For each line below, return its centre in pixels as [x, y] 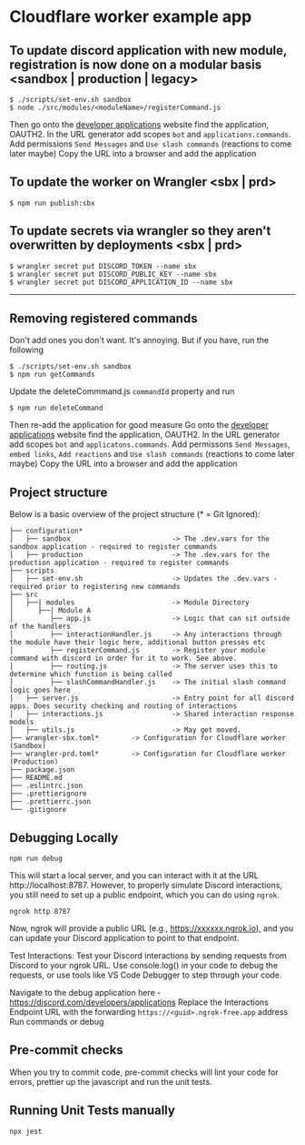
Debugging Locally [64, 838]
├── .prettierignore [49, 794]
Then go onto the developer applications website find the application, [139, 124]
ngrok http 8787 [40, 912]
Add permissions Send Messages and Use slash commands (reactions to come [151, 144]
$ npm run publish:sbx [52, 203]
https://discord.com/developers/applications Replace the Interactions [139, 1002]
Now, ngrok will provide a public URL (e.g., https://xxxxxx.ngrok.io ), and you [152, 928]
